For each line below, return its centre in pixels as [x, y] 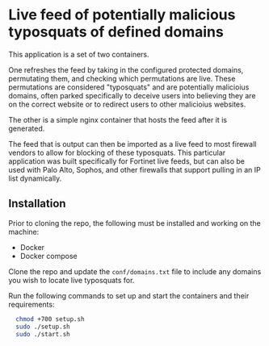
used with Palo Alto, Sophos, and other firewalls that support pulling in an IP [134, 169]
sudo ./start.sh [43, 334]
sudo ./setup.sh [43, 327]
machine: [24, 231]
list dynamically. [35, 178]
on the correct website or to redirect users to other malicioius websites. [127, 104]
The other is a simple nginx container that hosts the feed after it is [118, 119]
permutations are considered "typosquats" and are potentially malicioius [129, 87]
